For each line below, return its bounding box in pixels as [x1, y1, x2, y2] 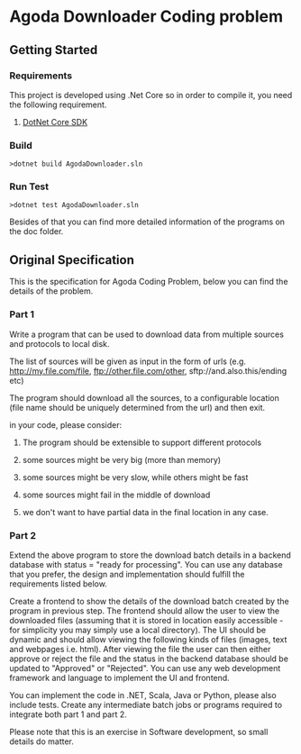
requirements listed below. [9, 578, 108, 589]
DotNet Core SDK [22, 116, 88, 127]
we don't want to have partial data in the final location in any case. [22, 506, 269, 517]
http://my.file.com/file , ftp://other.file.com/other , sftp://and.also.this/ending [9, 365, 287, 376]
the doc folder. [9, 226, 64, 237]
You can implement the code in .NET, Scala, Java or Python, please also [9, 689, 277, 700]
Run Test [9, 180, 50, 193]
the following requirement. [9, 99, 107, 110]
